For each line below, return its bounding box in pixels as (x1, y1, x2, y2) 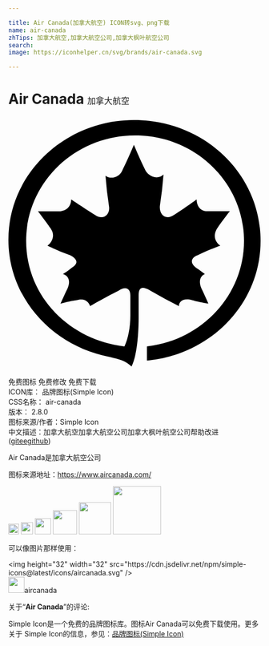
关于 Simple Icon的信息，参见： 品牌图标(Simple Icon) (8, 629, 184, 639)
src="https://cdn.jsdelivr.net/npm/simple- (109, 559, 247, 569)
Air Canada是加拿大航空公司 (8, 453, 102, 462)
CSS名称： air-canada (8, 398, 82, 407)
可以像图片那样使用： (8, 543, 78, 553)
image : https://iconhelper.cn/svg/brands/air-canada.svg (8, 49, 203, 57)
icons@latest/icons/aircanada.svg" (8, 568, 124, 578)
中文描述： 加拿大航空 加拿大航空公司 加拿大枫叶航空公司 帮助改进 (8, 427, 219, 437)
